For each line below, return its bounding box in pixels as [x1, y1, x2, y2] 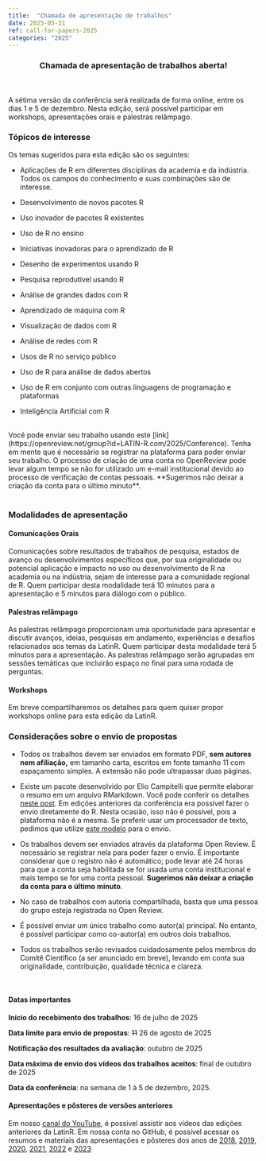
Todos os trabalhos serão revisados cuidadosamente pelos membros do [19, 944, 256, 954]
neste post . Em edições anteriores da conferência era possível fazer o [19, 798, 249, 808]
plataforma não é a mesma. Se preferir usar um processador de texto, [19, 815, 249, 825]
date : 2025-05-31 [8, 19, 66, 27]
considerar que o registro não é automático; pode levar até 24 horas [19, 856, 244, 865]
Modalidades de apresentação [8, 509, 129, 520]
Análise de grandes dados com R [19, 289, 129, 299]
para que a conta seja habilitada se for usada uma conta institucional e [19, 864, 252, 874]
